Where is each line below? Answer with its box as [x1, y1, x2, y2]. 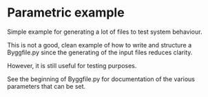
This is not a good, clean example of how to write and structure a [7, 41, 192, 49]
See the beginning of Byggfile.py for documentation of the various [7, 74, 195, 83]
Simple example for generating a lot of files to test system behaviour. [7, 28, 202, 36]
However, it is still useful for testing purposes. [7, 61, 137, 69]
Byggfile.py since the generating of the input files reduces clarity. [7, 48, 193, 56]
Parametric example [7, 5, 125, 21]
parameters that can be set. [7, 82, 86, 90]
